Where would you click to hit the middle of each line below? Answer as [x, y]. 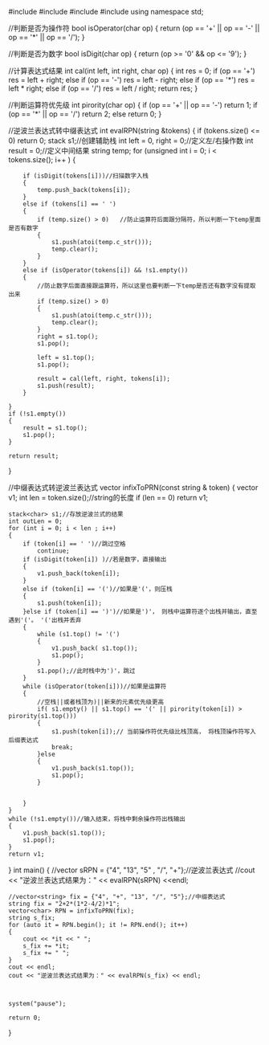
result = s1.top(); [55, 428]
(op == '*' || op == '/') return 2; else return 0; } [85, 114]
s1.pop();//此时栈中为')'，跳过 [86, 671]
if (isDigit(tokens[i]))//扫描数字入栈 [86, 176]
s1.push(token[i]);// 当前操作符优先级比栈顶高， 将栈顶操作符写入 [154, 732]
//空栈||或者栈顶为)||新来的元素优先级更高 [101, 702]
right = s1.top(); [68, 337]
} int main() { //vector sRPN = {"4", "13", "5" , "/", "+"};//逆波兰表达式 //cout [132, 870]
